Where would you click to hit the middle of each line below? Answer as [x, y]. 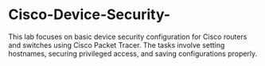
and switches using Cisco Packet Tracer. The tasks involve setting [117, 45]
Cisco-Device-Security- [90, 15]
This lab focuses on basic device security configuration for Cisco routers [128, 37]
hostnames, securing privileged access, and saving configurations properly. [133, 53]
